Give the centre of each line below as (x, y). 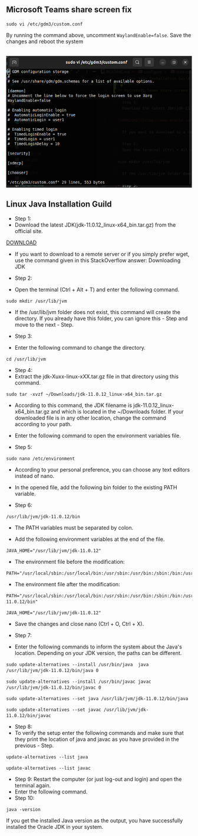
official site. (29, 231)
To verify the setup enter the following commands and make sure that (99, 732)
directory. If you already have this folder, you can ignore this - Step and (101, 318)
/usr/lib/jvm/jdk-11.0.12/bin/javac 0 (54, 687)
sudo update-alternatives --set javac (54, 709)
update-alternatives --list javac (49, 768)
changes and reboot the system (45, 41)
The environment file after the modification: (67, 584)
